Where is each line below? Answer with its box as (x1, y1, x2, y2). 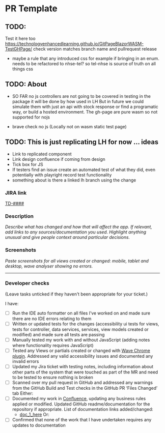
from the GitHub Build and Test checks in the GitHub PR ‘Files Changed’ (12, 385, 158, 391)
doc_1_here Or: (19, 411, 50, 418)
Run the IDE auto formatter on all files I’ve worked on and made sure (12, 310, 151, 316)
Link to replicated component (12, 151, 72, 157)
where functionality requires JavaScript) (12, 343, 94, 348)
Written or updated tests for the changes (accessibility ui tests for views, (12, 320, 160, 327)
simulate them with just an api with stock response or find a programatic (12, 104, 159, 110)
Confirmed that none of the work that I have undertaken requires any (12, 417, 152, 423)
